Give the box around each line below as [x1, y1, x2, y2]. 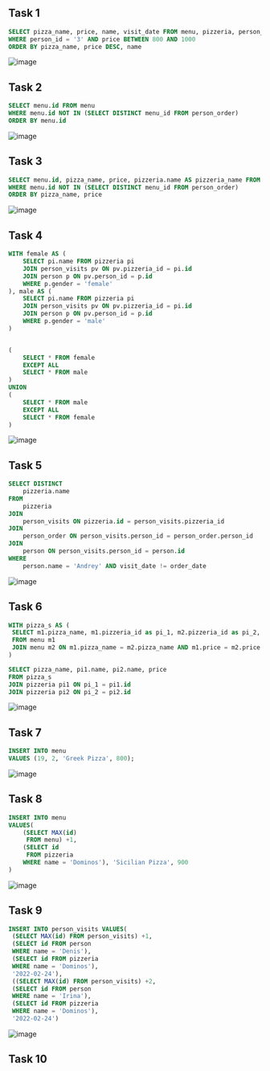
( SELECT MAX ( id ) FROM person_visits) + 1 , [11, 932, 153, 941]
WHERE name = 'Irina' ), [11, 992, 92, 1000]
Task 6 [8, 600, 43, 614]
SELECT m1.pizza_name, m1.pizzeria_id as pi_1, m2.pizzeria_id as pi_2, [11, 628, 261, 637]
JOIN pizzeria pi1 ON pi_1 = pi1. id [8, 681, 131, 689]
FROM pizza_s [8, 672, 52, 681]
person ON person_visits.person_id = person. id [22, 547, 185, 555]
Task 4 [8, 228, 43, 242]
